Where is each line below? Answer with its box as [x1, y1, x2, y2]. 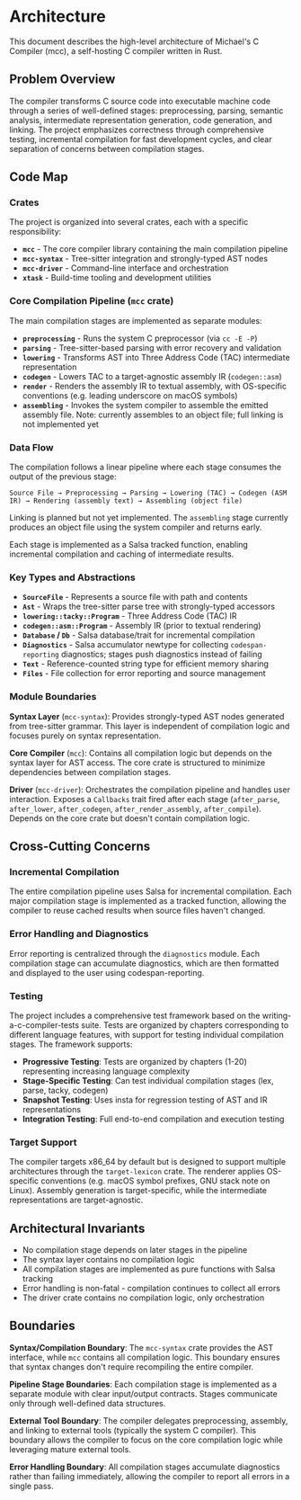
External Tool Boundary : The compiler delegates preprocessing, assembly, [9, 1415, 288, 1426]
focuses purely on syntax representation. [9, 730, 162, 741]
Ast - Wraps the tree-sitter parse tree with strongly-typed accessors [22, 601, 276, 612]
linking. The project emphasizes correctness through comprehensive [9, 124, 265, 135]
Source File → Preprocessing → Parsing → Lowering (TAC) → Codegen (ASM [9, 488, 288, 498]
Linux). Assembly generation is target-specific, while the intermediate [9, 1185, 268, 1196]
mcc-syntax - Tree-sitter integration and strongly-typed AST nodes [22, 254, 268, 264]
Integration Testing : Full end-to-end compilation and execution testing [22, 1113, 285, 1124]
